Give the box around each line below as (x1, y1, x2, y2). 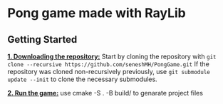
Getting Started (7, 33, 78, 46)
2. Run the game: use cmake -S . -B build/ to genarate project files (7, 89, 203, 97)
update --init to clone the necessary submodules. (7, 75, 158, 83)
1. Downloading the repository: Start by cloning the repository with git (7, 52, 217, 61)
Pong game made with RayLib (7, 5, 187, 21)
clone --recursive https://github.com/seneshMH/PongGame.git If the (7, 60, 210, 68)
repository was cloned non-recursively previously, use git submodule (7, 68, 210, 76)
